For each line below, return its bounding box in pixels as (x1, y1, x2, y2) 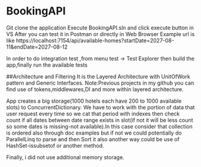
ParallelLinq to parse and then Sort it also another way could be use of (6, 135, 179, 142)
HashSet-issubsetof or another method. (6, 142, 104, 149)
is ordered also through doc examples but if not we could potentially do (6, 129, 182, 136)
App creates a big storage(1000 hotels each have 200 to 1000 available (6, 97, 182, 105)
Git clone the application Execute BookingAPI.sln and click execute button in (6, 24, 194, 31)
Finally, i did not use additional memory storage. (6, 153, 124, 160)
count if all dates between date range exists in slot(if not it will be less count (6, 116, 193, 124)
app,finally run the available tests (6, 61, 88, 68)
